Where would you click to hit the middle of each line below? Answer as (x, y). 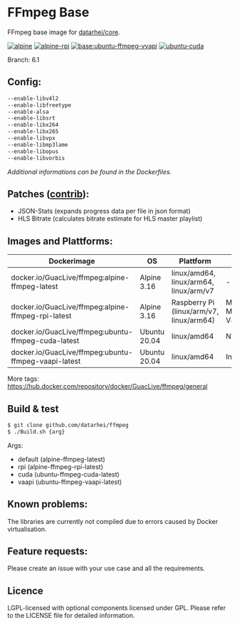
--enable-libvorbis (36, 158)
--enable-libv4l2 (33, 98)
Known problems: (48, 504)
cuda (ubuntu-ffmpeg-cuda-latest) (68, 474)
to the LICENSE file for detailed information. (71, 616)
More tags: (23, 379)
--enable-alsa (28, 112)
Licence (26, 590)
